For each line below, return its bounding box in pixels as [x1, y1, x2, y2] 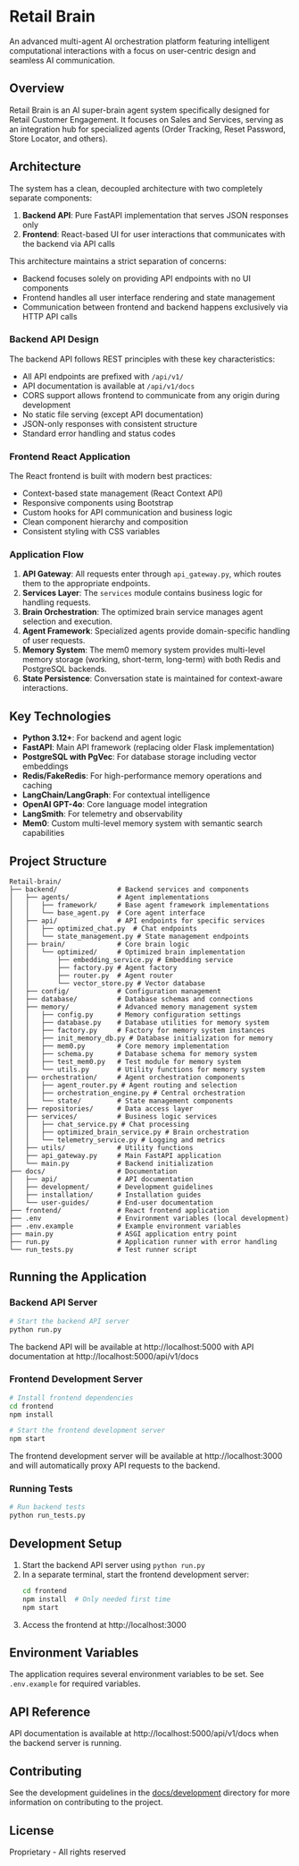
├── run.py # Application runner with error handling [9, 1238, 278, 1247]
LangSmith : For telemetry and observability [21, 808, 183, 820]
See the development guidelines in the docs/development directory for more [9, 1787, 290, 1798]
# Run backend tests [9, 1503, 87, 1512]
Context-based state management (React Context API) [21, 488, 223, 498]
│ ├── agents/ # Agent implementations [9, 893, 210, 902]
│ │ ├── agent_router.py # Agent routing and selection [9, 1081, 238, 1090]
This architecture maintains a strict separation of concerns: [9, 255, 227, 266]
